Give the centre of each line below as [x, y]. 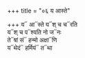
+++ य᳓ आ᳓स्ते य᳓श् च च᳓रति [42, 25]
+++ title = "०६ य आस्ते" [39, 11]
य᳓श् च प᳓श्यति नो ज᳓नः [34, 32]
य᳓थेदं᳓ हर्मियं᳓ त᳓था [30, 48]
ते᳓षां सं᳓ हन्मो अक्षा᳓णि [32, 40]
